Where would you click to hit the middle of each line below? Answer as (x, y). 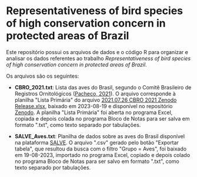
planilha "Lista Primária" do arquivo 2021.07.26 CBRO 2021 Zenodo (96, 100)
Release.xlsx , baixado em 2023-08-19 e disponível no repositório (94, 106)
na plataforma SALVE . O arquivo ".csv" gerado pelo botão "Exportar (97, 142)
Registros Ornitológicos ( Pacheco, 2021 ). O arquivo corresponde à (95, 93)
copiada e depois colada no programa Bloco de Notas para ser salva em (102, 118)
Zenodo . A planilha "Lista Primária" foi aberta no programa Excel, (94, 112)
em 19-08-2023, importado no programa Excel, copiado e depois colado (102, 155)
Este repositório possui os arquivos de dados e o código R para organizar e (97, 52)
